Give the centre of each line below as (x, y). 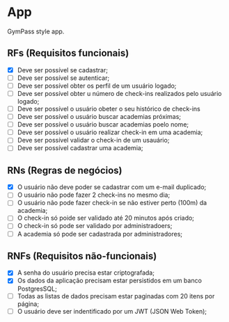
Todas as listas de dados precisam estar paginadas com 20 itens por (116, 296)
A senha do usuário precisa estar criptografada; (86, 273)
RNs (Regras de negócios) (65, 170)
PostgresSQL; (37, 289)
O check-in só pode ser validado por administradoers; (95, 226)
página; (28, 304)
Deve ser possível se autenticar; (63, 78)
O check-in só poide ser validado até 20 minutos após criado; (106, 218)
